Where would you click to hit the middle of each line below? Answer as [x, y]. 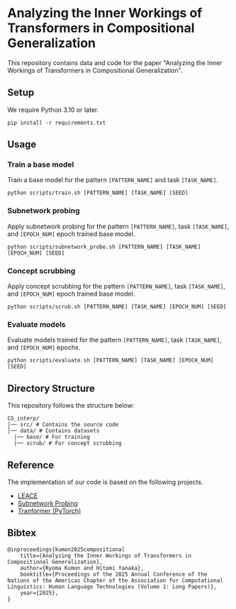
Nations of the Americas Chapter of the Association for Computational [115, 580]
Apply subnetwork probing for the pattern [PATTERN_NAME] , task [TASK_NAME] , [118, 226]
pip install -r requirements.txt [57, 123]
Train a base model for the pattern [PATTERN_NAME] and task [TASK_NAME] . [113, 180]
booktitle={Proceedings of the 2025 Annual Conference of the [114, 574]
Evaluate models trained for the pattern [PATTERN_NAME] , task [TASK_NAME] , [114, 340]
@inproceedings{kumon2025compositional [66, 549]
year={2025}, [39, 593]
